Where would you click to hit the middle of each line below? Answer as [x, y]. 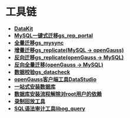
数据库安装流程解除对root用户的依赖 [58, 93]
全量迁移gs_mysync [39, 43]
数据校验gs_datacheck [42, 72]
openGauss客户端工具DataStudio [55, 79]
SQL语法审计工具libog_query [50, 108]
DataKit [24, 28]
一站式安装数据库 [35, 86]
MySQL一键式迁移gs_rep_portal [54, 35]
